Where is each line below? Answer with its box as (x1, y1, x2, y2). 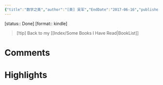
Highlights (4, 69, 47, 81)
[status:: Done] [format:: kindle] (4, 21, 68, 26)
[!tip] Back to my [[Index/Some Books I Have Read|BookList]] (16, 30, 139, 36)
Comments (4, 47, 50, 58)
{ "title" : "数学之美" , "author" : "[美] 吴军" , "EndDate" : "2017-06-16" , (4, 7, 139, 12)
